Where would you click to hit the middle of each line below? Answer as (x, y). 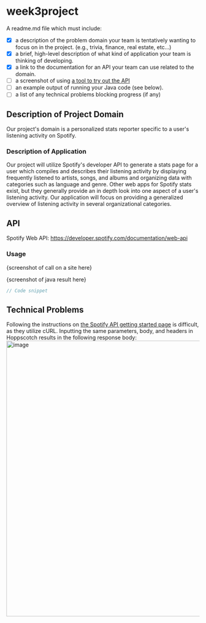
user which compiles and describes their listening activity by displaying (97, 171)
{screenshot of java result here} (47, 279)
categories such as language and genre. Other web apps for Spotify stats (99, 184)
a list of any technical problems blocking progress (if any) (88, 95)
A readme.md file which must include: (54, 28)
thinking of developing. (44, 61)
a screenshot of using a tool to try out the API (73, 80)
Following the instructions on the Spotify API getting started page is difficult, (103, 324)
